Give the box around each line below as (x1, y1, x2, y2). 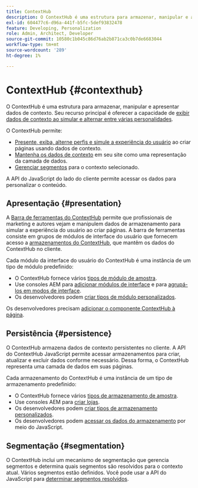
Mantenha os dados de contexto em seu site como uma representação (14, 151, 187, 158)
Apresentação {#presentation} (6, 198, 122, 208)
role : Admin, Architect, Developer (6, 31, 94, 37)
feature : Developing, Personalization (6, 25, 101, 31)
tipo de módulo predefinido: (6, 263, 74, 270)
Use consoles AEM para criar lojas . (14, 399, 100, 406)
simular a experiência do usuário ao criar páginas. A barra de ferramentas (6, 227, 186, 234)
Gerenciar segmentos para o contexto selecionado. (14, 163, 140, 170)
